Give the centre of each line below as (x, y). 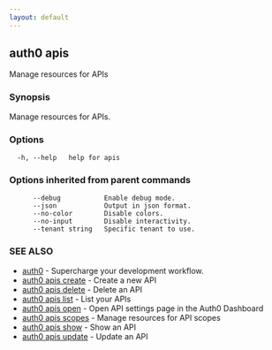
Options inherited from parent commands (100, 179)
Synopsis (30, 97)
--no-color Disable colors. (98, 214)
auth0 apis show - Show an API (79, 327)
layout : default (39, 17)
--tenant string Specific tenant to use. (114, 229)
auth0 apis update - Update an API (85, 336)
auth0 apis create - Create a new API (89, 280)
